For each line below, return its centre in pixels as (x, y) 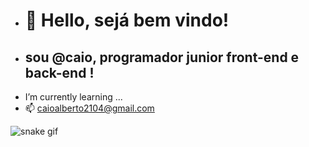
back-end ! (59, 72)
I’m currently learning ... (73, 97)
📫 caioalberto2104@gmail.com (89, 108)
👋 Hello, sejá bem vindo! (127, 20)
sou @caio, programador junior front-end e (162, 57)
